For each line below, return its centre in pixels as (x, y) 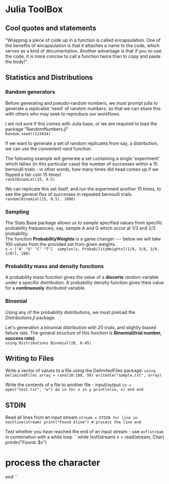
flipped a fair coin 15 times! (33, 174)
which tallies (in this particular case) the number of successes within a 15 (81, 164)
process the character (53, 463)
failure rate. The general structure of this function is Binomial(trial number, (83, 333)
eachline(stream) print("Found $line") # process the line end (73, 422)
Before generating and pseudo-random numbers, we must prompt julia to (82, 103)
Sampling (17, 212)
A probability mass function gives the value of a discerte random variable (82, 277)
